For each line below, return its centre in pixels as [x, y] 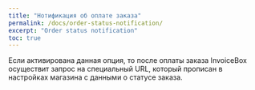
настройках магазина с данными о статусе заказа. [95, 77]
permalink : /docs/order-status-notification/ [85, 23]
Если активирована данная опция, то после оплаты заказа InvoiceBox [127, 61]
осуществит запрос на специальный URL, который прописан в [115, 69]
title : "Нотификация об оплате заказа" [75, 16]
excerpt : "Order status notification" [73, 30]
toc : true [25, 38]
